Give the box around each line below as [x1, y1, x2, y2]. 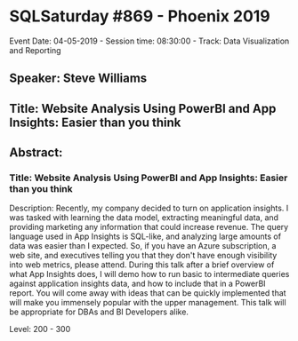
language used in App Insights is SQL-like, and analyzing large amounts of [9, 231, 282, 242]
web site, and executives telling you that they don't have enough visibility [9, 250, 278, 261]
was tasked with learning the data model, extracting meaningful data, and [9, 212, 278, 223]
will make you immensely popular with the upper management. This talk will [9, 297, 286, 308]
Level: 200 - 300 [9, 324, 71, 335]
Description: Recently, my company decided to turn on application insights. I [9, 202, 289, 214]
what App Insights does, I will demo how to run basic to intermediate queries [9, 269, 290, 280]
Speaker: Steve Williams [9, 71, 148, 86]
